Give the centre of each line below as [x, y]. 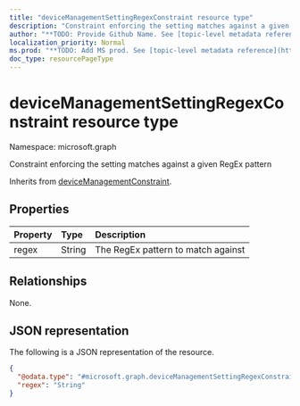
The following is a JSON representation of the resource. [112, 352]
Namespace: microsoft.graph [63, 146]
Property [33, 235]
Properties [39, 209]
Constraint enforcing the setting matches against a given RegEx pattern [141, 164]
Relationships [48, 282]
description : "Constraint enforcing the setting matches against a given [150, 26]
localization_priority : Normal [67, 42]
